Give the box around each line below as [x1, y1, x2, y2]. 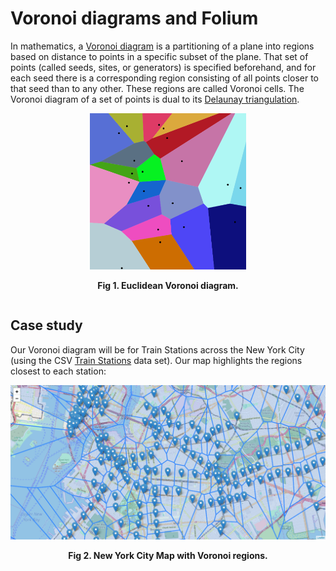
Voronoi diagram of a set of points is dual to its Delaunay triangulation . [10, 93, 300, 105]
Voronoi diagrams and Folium [10, 7, 259, 30]
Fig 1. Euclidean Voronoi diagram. [97, 279, 239, 291]
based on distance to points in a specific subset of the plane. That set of [10, 50, 309, 62]
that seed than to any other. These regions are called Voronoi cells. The [10, 82, 305, 94]
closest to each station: [10, 365, 107, 377]
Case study [10, 317, 83, 334]
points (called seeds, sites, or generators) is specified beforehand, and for [10, 61, 317, 73]
